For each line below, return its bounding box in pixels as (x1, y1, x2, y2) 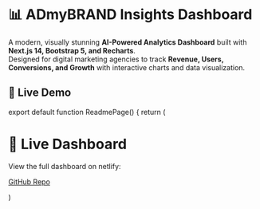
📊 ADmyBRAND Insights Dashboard (8, 6, 253, 24)
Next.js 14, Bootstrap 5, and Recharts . (8, 45, 136, 55)
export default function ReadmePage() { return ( (8, 107, 166, 116)
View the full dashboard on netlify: (8, 161, 121, 171)
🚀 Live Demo (8, 86, 72, 100)
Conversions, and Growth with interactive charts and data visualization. (8, 62, 246, 72)
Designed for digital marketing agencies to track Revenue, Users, (8, 54, 224, 64)
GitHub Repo (8, 176, 50, 187)
